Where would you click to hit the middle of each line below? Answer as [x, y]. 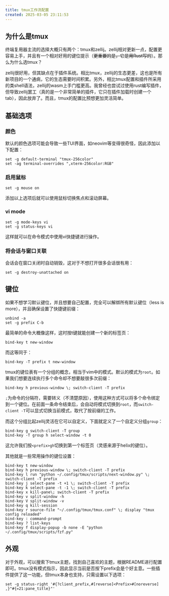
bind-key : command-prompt [34, 519]
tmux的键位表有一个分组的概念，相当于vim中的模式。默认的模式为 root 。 [80, 372]
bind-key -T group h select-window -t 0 [48, 435]
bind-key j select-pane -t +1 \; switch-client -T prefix [67, 483]
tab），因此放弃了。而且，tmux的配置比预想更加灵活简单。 [66, 98]
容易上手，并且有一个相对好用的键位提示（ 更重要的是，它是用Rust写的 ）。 [82, 56]
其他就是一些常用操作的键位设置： [41, 456]
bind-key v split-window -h [35, 496]
